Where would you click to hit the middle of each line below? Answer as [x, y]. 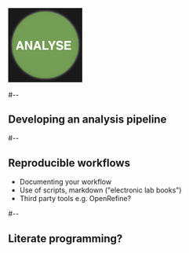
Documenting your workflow [65, 182]
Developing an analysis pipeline [87, 120]
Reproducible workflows [69, 163]
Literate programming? [65, 238]
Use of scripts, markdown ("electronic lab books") [100, 190]
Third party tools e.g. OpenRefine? [75, 199]
